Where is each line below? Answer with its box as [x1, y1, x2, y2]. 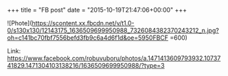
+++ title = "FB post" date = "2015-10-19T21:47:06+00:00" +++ [7, 6, 187, 14]
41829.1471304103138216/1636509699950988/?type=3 [7, 62, 165, 69]
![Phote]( [7, 19, 32, 27]
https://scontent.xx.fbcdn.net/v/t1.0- [32, 19, 135, 27]
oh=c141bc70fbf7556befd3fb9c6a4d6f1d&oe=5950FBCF [7, 34, 169, 42]
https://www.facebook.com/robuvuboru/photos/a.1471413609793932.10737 [7, 54, 221, 62]
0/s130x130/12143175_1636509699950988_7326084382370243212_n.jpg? [7, 27, 220, 34]
